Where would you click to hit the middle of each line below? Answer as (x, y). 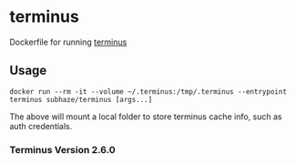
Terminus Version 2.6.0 (62, 149)
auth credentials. (41, 126)
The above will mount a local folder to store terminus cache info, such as (146, 117)
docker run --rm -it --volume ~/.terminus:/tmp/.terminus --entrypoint (148, 92)
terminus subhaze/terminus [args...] (81, 99)
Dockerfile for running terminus (68, 42)
